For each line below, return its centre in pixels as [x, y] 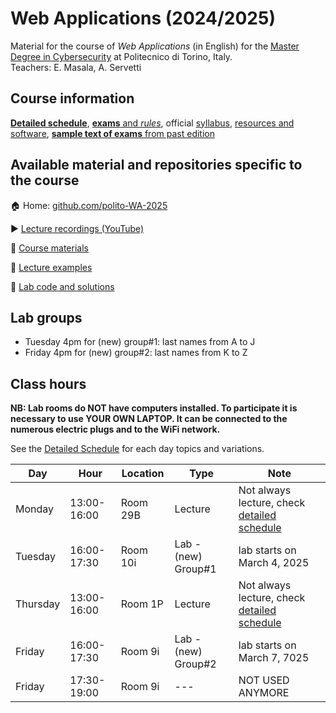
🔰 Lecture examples [51, 267]
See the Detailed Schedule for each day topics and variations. [137, 449]
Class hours [48, 383]
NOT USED [264, 680]
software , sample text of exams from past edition [112, 133]
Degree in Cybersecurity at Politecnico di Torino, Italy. [121, 56]
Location [143, 474]
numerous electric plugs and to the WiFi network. [115, 429]
